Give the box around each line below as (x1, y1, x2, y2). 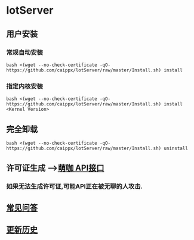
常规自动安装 (6, 48, 44, 57)
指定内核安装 (6, 82, 44, 90)
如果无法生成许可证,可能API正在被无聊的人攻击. (6, 182, 143, 191)
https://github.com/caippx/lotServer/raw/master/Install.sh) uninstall (6, 145, 188, 151)
